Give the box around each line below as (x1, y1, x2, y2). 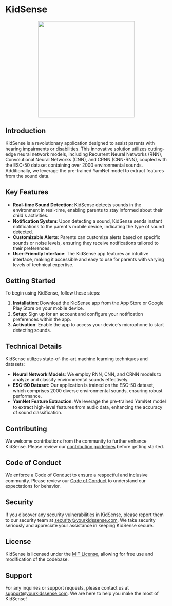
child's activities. (12, 212, 49, 218)
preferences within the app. (12, 316, 71, 322)
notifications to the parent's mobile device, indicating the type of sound (12, 223, 164, 229)
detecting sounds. (12, 327, 51, 334)
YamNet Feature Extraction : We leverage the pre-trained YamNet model (12, 398, 166, 405)
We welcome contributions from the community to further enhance (5, 438, 147, 444)
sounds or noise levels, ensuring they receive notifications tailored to (12, 240, 159, 246)
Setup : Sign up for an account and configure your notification (12, 311, 143, 317)
